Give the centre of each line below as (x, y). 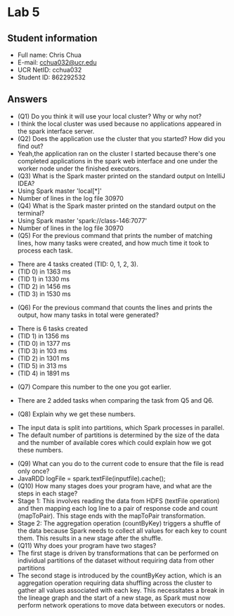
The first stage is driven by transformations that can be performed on (118, 553)
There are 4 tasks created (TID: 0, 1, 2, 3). (78, 264)
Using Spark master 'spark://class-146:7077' (82, 220)
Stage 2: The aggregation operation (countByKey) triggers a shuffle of (119, 523)
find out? (30, 146)
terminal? (31, 213)
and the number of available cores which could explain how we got (115, 442)
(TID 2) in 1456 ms (44, 286)
